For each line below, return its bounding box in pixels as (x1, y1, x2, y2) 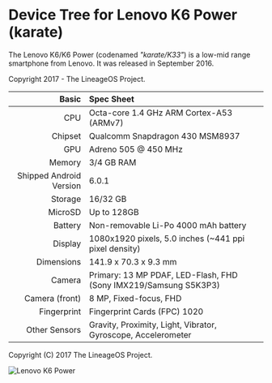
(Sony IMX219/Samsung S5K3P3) (88, 279, 220, 290)
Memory (49, 157, 82, 168)
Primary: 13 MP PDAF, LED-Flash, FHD (88, 269, 238, 281)
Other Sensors (26, 324, 82, 335)
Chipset (51, 130, 82, 141)
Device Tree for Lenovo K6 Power (8, 6, 237, 24)
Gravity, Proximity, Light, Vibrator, (88, 319, 217, 330)
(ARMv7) (88, 117, 124, 128)
